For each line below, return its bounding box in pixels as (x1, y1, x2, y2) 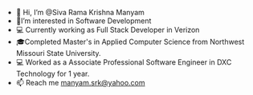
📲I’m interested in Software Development (15, 16, 152, 26)
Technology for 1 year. (15, 69, 90, 78)
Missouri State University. (15, 49, 102, 57)
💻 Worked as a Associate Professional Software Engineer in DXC (15, 57, 232, 67)
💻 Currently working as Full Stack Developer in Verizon (15, 25, 200, 34)
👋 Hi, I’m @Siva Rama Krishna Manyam (15, 8, 145, 17)
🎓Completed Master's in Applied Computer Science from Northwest (15, 37, 245, 46)
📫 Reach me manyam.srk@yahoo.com (15, 78, 146, 87)
